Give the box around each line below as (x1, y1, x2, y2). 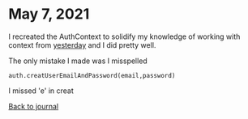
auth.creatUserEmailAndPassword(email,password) (8, 71, 176, 79)
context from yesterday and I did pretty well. (8, 40, 156, 49)
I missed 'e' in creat (8, 86, 75, 96)
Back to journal (8, 101, 59, 111)
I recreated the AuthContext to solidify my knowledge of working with (8, 32, 241, 41)
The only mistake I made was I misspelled (8, 56, 148, 66)
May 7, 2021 (8, 5, 90, 23)
